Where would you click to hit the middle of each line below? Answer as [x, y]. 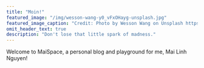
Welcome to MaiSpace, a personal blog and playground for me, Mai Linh [97, 52]
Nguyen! [17, 58]
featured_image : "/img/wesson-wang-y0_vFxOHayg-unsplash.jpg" [87, 18]
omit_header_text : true [36, 29]
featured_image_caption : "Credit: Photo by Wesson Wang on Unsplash [95, 23]
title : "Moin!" [25, 12]
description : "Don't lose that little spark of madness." [81, 35]
